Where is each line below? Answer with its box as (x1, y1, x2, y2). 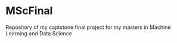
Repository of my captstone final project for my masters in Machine (5, 24, 171, 31)
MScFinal (5, 4, 53, 18)
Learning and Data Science (5, 29, 73, 37)
